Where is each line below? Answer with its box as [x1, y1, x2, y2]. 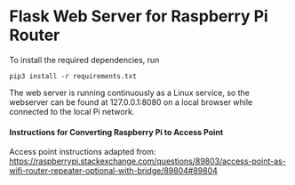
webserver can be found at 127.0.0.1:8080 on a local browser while [9, 96, 253, 108]
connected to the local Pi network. [9, 106, 135, 117]
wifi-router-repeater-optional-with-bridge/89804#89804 [9, 165, 218, 176]
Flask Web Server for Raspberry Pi [9, 6, 268, 27]
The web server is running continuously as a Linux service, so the [9, 87, 251, 98]
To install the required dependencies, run [9, 54, 160, 65]
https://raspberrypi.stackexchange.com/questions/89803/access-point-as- [9, 156, 286, 166]
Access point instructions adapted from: [9, 147, 156, 157]
